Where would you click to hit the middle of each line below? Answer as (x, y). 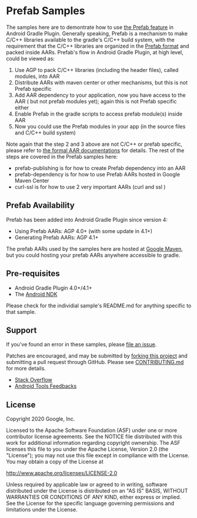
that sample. (21, 312)
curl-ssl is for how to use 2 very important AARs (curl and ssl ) (90, 186)
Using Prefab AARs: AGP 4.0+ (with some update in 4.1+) (84, 231)
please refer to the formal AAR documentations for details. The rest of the (95, 150)
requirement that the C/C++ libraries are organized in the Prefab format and (98, 46)
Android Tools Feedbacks (46, 386)
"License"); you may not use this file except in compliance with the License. (98, 455)
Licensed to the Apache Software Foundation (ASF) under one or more (92, 430)
